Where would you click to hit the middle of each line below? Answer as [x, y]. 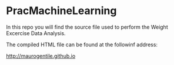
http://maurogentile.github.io [41, 56]
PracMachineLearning [61, 11]
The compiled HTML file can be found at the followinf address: [82, 45]
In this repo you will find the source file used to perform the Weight [87, 27]
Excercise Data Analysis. [36, 33]
